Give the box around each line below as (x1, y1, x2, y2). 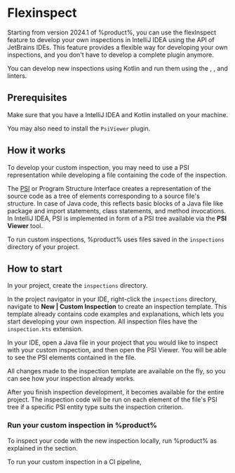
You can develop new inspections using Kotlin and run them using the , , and (7, 64, 228, 72)
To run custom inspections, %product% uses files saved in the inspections (7, 235, 224, 244)
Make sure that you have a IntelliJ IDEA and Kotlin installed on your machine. (7, 110, 229, 119)
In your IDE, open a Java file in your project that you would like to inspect (7, 338, 218, 347)
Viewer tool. (7, 221, 43, 229)
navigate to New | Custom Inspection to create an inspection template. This (7, 302, 227, 311)
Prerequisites (7, 92, 67, 104)
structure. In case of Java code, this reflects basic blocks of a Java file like (7, 199, 223, 208)
